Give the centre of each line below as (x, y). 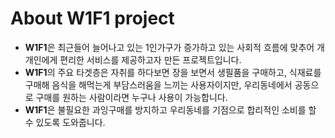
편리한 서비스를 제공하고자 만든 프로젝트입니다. (150, 59)
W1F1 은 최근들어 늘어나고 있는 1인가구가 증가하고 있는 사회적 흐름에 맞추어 (169, 47)
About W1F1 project (92, 18)
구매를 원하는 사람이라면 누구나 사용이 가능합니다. (131, 97)
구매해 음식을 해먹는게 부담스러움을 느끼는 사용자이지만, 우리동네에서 (158, 84)
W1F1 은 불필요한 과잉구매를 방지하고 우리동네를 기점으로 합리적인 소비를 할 (170, 109)
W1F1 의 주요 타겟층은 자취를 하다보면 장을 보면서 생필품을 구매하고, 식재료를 (173, 72)
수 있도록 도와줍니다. (65, 122)
